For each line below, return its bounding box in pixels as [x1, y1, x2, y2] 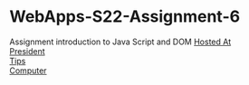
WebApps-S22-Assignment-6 [9, 6, 241, 27]
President [9, 45, 45, 56]
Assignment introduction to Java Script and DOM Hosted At [9, 36, 232, 47]
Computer [9, 65, 47, 76]
